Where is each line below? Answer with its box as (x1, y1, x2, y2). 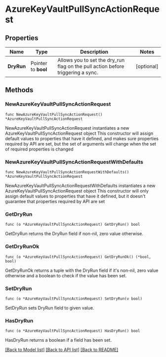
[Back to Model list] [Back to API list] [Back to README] (5, 347, 119, 353)
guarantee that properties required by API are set (5, 198, 105, 204)
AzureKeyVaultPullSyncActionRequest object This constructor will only (5, 188, 149, 194)
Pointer (30, 60, 47, 66)
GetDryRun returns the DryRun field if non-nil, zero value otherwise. (5, 231, 143, 237)
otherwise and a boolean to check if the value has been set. (5, 272, 127, 278)
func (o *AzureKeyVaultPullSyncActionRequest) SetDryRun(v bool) (5, 296, 142, 301)
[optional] (135, 63, 159, 70)
